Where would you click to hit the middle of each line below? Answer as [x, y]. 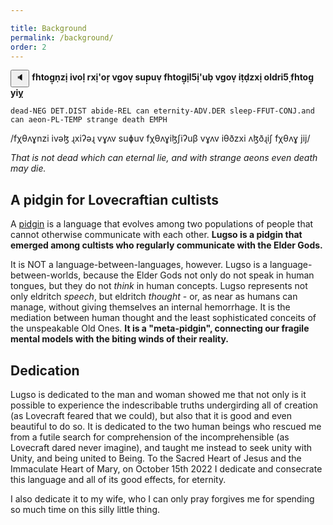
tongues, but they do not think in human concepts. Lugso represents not [159, 286]
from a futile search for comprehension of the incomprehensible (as [150, 437]
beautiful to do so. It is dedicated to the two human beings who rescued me [166, 426]
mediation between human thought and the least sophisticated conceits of [163, 318]
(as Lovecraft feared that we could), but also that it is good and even [151, 415]
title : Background [48, 28]
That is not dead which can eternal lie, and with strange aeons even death [164, 158]
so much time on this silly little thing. [85, 509]
